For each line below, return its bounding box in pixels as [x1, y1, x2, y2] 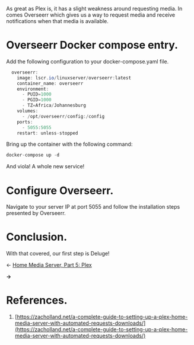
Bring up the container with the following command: [6, 140, 133, 148]
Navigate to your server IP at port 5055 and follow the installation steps [6, 203, 180, 210]
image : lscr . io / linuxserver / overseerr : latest [17, 75, 132, 81]
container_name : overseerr [17, 80, 84, 87]
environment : [17, 86, 49, 92]
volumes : [17, 108, 39, 114]
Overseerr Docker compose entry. [6, 39, 179, 52]
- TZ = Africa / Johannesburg [21, 103, 86, 108]
